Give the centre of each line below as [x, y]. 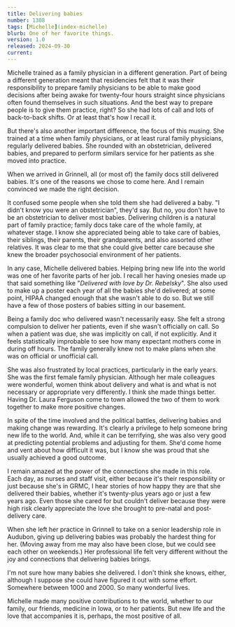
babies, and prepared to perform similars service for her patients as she [111, 153]
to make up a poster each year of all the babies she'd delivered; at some [111, 290]
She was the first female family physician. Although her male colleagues [111, 377]
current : [20, 53]
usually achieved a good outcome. [57, 457]
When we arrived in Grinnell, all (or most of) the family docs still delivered [113, 174]
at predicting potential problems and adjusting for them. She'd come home [114, 442]
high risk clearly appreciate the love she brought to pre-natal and [101, 508]
